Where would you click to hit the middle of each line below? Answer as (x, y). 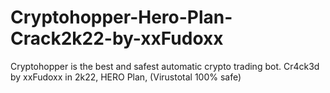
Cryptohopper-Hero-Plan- (121, 17)
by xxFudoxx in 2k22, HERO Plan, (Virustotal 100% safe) (126, 77)
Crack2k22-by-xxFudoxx (117, 38)
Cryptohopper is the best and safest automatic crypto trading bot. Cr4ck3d (165, 66)
